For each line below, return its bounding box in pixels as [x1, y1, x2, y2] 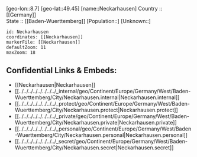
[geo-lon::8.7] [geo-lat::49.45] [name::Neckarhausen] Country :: [6, 5, 163, 12]
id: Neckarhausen [6, 29, 49, 35]
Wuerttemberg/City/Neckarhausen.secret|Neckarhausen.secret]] [14, 144, 174, 151]
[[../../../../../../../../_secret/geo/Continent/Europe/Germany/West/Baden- [14, 138, 188, 145]
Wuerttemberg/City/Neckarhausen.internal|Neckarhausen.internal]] [14, 94, 180, 101]
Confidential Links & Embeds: [6, 66, 117, 76]
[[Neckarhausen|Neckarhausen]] [14, 81, 96, 88]
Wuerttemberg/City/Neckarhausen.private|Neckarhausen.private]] [14, 119, 177, 126]
